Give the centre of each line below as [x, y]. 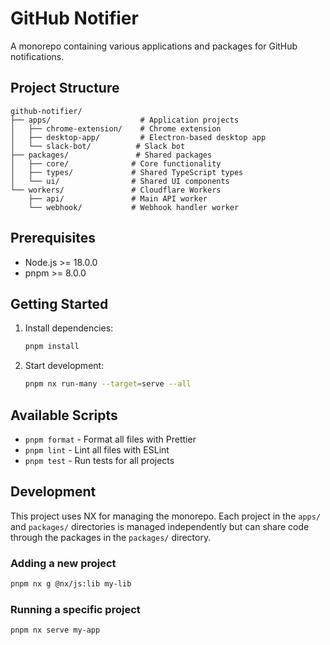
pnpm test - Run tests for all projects [99, 460]
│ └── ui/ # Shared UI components [120, 181]
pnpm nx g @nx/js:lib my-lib [71, 584]
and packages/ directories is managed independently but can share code [160, 526]
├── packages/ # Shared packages [111, 155]
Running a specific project [75, 609]
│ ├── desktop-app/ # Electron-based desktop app [138, 137]
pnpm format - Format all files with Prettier [110, 439]
